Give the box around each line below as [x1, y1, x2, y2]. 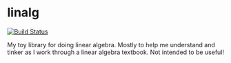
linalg [7, 5, 40, 21]
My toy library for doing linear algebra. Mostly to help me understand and [7, 40, 215, 49]
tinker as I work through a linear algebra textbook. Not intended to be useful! [7, 48, 225, 56]
